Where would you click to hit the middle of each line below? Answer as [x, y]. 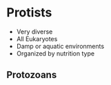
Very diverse [34, 32]
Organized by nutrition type [55, 53]
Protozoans [32, 75]
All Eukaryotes [37, 38]
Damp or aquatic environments [60, 46]
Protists [29, 13]
